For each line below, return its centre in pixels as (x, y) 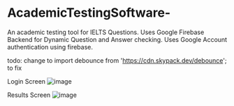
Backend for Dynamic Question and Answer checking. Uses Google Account (117, 39)
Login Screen (27, 81)
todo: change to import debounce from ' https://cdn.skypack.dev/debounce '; (117, 60)
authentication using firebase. (50, 47)
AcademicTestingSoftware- (89, 13)
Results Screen (29, 95)
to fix (15, 68)
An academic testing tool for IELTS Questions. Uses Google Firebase (106, 32)
